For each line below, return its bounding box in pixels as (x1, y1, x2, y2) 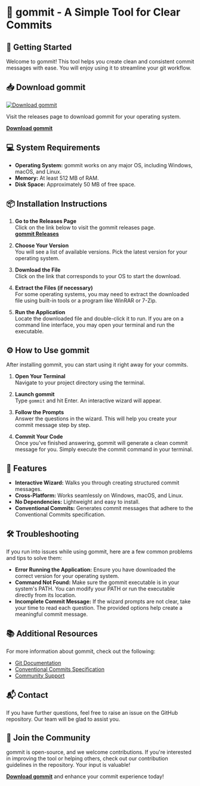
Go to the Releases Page (14, 218, 76, 225)
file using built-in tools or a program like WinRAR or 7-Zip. (14, 297, 157, 305)
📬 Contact (6, 690, 48, 700)
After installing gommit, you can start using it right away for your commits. (6, 361, 189, 368)
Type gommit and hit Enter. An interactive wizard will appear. (14, 397, 162, 404)
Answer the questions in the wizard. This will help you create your (14, 415, 177, 422)
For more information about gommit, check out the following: (6, 648, 156, 655)
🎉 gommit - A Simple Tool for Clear (6, 5, 181, 19)
